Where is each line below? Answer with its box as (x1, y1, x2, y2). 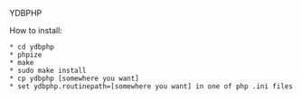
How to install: (9, 25, 63, 35)
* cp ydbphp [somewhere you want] (9, 74, 140, 83)
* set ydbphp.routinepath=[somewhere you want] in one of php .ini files (9, 82, 294, 91)
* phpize (9, 50, 42, 59)
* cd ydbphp (9, 42, 54, 51)
